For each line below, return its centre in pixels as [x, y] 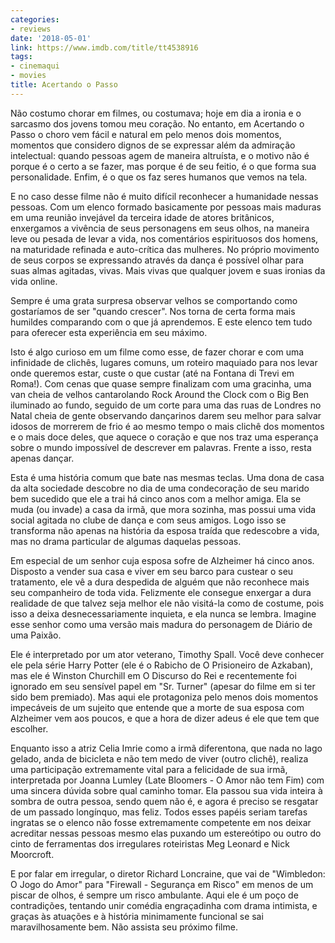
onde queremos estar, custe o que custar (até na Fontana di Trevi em [152, 373]
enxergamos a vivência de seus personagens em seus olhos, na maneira [160, 228]
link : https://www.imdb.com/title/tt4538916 [104, 47]
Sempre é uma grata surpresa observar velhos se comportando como [154, 300]
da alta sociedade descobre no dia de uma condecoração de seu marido [160, 488]
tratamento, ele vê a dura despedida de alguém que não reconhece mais [160, 582]
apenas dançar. [42, 458]
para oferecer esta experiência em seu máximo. [109, 332]
